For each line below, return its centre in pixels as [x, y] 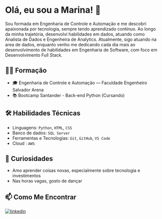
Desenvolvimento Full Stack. [34, 55]
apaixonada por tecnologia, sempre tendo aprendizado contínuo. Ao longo [81, 29]
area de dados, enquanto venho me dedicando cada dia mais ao [70, 44]
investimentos [26, 176]
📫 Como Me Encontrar [41, 197]
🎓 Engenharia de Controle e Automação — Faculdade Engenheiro [80, 83]
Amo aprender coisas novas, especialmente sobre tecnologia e [76, 171]
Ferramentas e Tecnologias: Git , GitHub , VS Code [61, 138]
